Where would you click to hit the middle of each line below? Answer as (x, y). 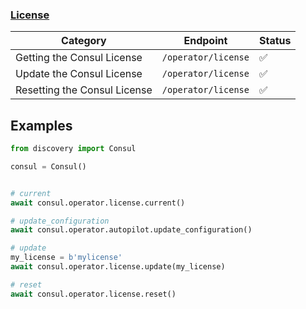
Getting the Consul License (79, 58)
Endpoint (205, 41)
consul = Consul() (48, 166)
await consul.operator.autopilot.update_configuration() (131, 230)
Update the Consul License (79, 74)
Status (275, 41)
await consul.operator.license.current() (98, 203)
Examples (41, 125)
